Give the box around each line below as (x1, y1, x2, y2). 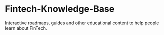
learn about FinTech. (5, 25, 47, 31)
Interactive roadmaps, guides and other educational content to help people (5, 20, 159, 26)
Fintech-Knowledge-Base (5, 3, 115, 15)
